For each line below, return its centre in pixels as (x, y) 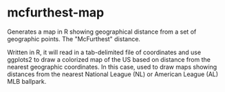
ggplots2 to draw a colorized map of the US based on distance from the (109, 59)
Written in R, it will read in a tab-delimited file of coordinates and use (104, 52)
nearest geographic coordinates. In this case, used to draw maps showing (112, 67)
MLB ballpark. (27, 81)
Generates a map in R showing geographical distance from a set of (102, 32)
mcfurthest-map (56, 13)
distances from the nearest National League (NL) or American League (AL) (113, 74)
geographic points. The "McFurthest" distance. (74, 38)
